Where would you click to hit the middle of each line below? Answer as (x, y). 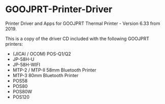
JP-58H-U (23, 59)
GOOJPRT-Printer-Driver (59, 9)
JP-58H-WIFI (26, 64)
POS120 (21, 97)
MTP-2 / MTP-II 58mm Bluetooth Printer (54, 70)
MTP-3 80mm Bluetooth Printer (46, 75)
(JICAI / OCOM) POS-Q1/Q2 (42, 54)
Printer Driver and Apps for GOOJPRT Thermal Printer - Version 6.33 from (83, 23)
